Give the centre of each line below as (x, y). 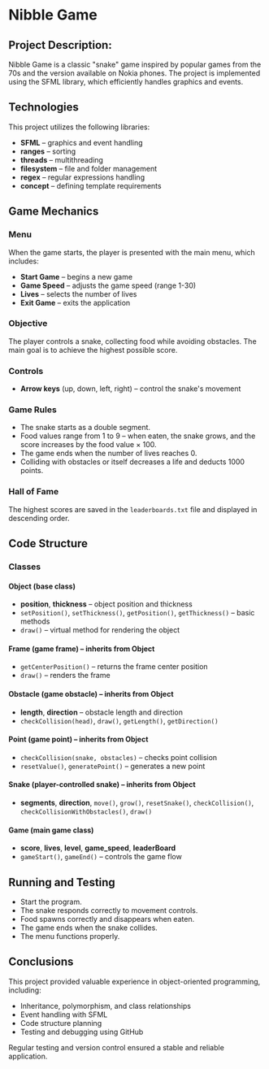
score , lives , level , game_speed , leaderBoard (98, 848)
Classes (25, 567)
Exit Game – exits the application (75, 302)
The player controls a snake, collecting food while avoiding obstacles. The (133, 341)
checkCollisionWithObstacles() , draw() (86, 811)
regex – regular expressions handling (82, 177)
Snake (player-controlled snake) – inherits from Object (102, 784)
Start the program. (51, 902)
